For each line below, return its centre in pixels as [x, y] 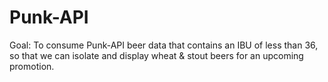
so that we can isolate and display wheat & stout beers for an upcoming [156, 55]
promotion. [32, 66]
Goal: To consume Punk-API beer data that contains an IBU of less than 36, [164, 45]
